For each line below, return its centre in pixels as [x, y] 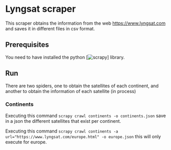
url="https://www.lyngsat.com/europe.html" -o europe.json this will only [83, 136]
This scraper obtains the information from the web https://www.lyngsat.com [85, 23]
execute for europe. [26, 142]
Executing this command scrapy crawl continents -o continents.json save [86, 116]
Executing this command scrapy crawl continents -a [62, 131]
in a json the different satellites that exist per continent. [63, 121]
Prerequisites [27, 45]
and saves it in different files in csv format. [50, 28]
